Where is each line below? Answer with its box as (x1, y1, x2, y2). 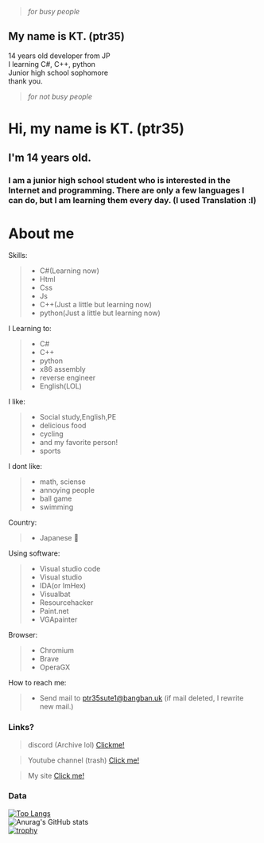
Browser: (8, 630, 38, 640)
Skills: (8, 251, 28, 260)
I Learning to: (8, 324, 52, 334)
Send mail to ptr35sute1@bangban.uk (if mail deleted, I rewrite (39, 693, 244, 703)
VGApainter (39, 615, 78, 624)
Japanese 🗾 (39, 533, 80, 543)
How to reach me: (8, 678, 67, 688)
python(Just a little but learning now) (39, 308, 161, 318)
